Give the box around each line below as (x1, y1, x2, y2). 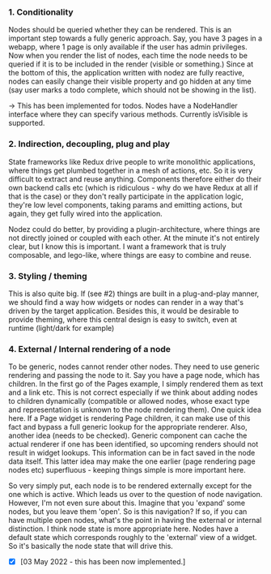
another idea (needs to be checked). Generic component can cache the (8, 430, 248, 440)
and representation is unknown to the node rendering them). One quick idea (8, 405, 261, 415)
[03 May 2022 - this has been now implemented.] (19, 557, 186, 567)
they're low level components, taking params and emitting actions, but (8, 199, 243, 209)
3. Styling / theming (8, 270, 87, 281)
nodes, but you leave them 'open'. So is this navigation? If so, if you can (8, 507, 248, 516)
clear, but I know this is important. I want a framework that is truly (8, 242, 227, 251)
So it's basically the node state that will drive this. (8, 542, 174, 551)
